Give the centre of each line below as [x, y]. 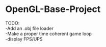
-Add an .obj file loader [29, 28]
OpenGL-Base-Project [53, 9]
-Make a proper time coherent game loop [48, 33]
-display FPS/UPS [24, 39]
